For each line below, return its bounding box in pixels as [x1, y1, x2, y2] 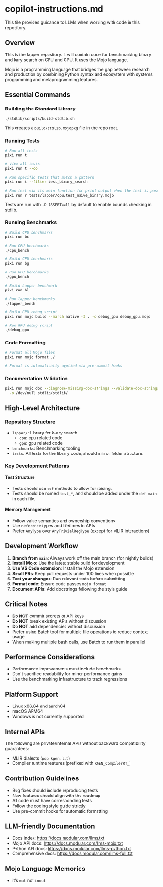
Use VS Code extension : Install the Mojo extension [12, 565, 114, 571]
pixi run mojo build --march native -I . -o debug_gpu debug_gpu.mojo [5, 314, 151, 319]
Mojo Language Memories [5, 865, 86, 873]
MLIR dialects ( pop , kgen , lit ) [12, 755, 70, 761]
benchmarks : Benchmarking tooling [12, 445, 81, 451]
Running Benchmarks [5, 219, 57, 226]
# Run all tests [5, 148, 38, 153]
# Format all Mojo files [5, 350, 55, 355]
